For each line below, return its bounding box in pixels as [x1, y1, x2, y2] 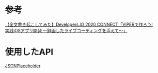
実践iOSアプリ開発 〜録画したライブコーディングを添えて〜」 [5, 27, 127, 33]
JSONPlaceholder [5, 63, 41, 69]
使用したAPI [5, 47, 53, 57]
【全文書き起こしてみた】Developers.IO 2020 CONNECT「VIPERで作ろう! [5, 21, 153, 27]
